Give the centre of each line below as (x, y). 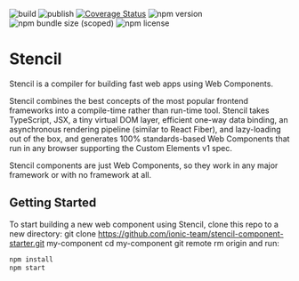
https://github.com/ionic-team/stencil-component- (190, 233)
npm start (28, 268)
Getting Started (53, 203)
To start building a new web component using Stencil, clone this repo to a (144, 224)
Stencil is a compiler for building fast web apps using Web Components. (141, 84)
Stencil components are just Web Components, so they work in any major (144, 165)
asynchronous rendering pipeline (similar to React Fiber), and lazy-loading (145, 129)
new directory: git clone (53, 233)
